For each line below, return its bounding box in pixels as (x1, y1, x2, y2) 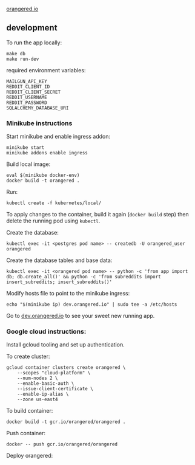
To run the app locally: (6, 39, 62, 46)
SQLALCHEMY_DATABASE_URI (6, 105, 69, 111)
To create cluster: (6, 353, 50, 360)
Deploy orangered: (6, 452, 53, 460)
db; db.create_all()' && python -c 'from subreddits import (6, 274, 162, 280)
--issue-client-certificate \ (17, 386, 94, 392)
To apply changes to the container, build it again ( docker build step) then (6, 211, 189, 218)
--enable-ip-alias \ (17, 391, 69, 398)
